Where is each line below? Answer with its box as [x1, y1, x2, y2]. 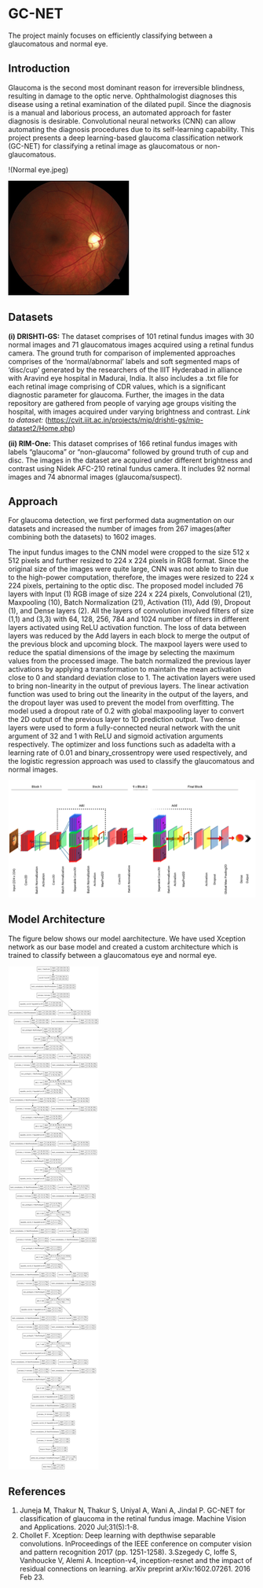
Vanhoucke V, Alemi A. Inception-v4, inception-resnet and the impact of [19, 1556, 253, 1565]
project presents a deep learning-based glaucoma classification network [8, 133, 243, 142]
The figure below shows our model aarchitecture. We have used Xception [8, 934, 246, 943]
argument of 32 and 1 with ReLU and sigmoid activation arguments [8, 731, 224, 741]
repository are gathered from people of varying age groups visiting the [8, 398, 237, 407]
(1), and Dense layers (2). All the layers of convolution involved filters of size [8, 606, 254, 616]
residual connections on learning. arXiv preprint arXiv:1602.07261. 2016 [19, 1564, 251, 1574]
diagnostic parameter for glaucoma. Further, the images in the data [8, 390, 225, 400]
